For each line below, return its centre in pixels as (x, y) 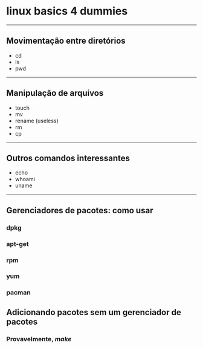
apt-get (18, 244)
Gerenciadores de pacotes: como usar (80, 210)
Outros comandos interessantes (68, 158)
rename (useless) (37, 121)
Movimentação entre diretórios (66, 41)
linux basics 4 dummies (67, 11)
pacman (19, 293)
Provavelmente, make (39, 339)
